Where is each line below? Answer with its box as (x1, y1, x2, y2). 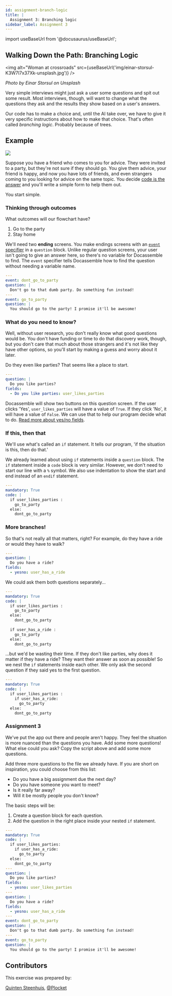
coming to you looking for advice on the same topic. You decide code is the (5, 176, 165, 182)
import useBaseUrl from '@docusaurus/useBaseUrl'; (5, 36, 117, 42)
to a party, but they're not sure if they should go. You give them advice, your (5, 165, 167, 171)
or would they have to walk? (5, 541, 65, 547)
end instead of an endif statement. (5, 473, 79, 479)
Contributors (5, 961, 48, 970)
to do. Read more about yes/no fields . (5, 416, 85, 423)
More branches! (5, 524, 46, 531)
